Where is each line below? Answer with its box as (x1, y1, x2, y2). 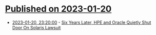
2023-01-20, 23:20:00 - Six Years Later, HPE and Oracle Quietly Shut (12, 19, 151, 25)
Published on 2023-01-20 (5, 3, 112, 15)
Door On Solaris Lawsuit (12, 24, 61, 30)
